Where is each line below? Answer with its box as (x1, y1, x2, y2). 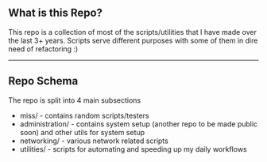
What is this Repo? (8, 6, 103, 20)
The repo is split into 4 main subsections (8, 95, 141, 105)
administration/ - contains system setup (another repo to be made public (19, 119, 258, 129)
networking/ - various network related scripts (19, 136, 168, 145)
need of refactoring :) (8, 43, 79, 54)
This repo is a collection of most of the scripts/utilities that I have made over (8, 27, 257, 36)
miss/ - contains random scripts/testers (19, 111, 149, 120)
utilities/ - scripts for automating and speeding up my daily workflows (19, 144, 248, 153)
